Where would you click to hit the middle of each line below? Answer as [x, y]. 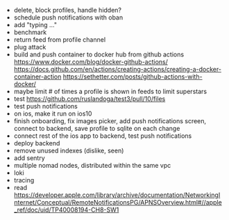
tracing [24, 180]
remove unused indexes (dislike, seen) [69, 150]
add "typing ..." [35, 25]
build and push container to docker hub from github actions [99, 54]
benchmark [30, 32]
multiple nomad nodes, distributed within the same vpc [92, 165]
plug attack [30, 47]
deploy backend [37, 143]
